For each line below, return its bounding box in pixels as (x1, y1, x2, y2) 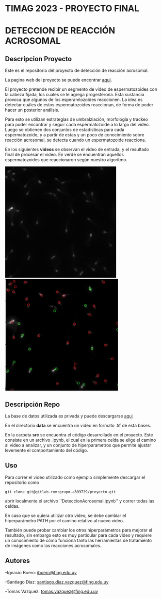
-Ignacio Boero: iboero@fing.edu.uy (5, 569, 77, 575)
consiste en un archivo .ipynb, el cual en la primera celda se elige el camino (5, 437, 156, 443)
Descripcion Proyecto (5, 54, 72, 63)
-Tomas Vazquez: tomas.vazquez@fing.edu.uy (5, 588, 98, 594)
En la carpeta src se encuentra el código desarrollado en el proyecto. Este (5, 432, 153, 437)
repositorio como (5, 479, 39, 485)
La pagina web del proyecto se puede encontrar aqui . (5, 77, 112, 83)
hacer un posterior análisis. (5, 107, 60, 113)
